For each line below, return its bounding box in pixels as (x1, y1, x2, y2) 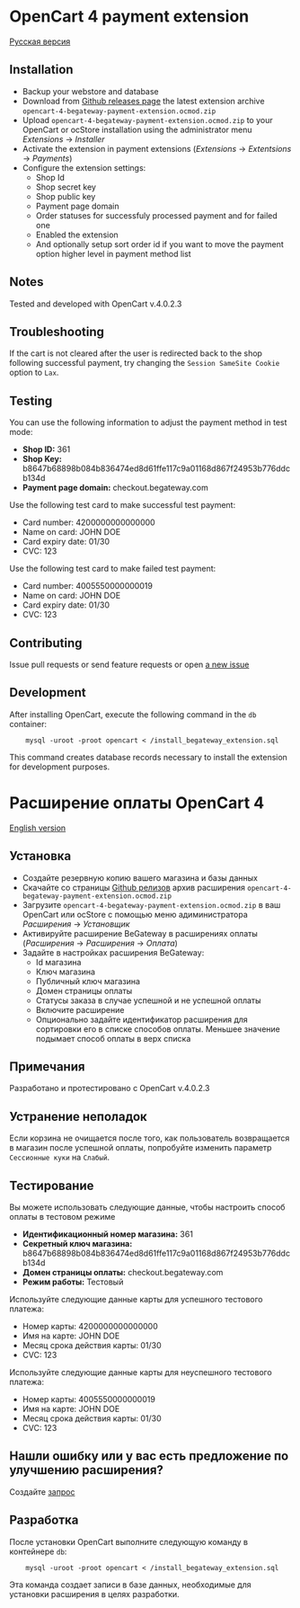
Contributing (9, 635, 83, 651)
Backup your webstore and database (22, 85, 159, 96)
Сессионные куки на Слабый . (9, 1152, 110, 1163)
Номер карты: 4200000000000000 (22, 1321, 159, 1331)
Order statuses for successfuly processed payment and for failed (35, 209, 278, 221)
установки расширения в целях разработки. (9, 1588, 180, 1599)
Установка (9, 848, 72, 864)
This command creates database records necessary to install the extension (9, 751, 287, 762)
